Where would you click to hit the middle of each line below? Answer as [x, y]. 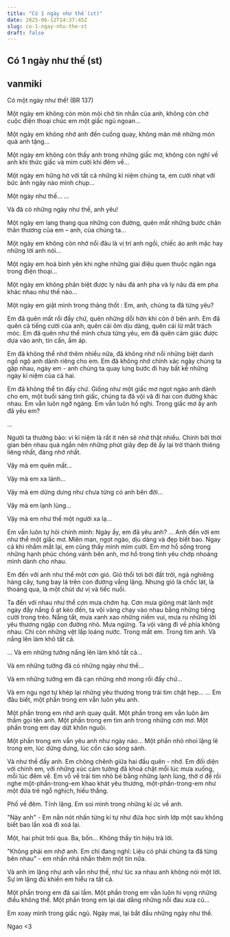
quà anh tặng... [28, 142]
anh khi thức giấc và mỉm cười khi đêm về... [68, 162]
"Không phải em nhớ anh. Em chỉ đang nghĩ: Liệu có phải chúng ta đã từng [112, 851]
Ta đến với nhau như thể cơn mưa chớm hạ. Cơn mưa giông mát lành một [110, 603]
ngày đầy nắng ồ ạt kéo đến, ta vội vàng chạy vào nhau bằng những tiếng [111, 610]
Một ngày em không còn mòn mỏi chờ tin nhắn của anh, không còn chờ [108, 113]
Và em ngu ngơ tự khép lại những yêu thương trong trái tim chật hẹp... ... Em [114, 692]
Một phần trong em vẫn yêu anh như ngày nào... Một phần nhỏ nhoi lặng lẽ [113, 741]
